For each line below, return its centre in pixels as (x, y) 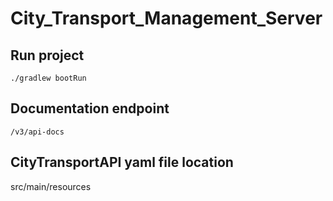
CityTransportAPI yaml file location (122, 162)
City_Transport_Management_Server (166, 18)
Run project (47, 55)
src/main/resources (51, 186)
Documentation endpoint (90, 108)
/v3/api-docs (37, 132)
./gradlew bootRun (48, 78)
